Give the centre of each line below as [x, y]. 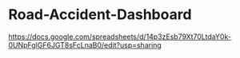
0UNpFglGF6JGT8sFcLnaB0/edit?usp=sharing [85, 44]
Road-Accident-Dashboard [100, 15]
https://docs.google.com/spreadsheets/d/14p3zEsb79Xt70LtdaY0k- [120, 37]
